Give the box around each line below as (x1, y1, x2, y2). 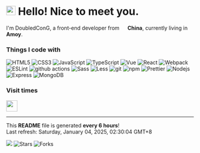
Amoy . (6, 30, 23, 37)
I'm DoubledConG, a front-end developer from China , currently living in (6, 24, 188, 31)
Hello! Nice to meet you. (17, 5, 139, 18)
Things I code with (6, 45, 61, 53)
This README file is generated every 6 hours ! (6, 122, 120, 129)
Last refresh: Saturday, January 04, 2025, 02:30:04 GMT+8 (6, 128, 152, 135)
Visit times (6, 87, 38, 95)
